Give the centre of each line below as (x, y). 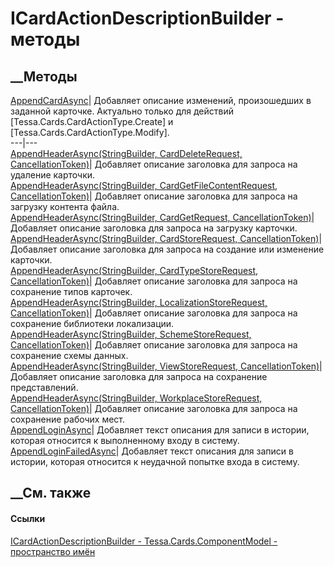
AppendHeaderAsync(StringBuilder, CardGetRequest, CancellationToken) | (162, 217)
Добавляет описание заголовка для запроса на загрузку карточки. (154, 228)
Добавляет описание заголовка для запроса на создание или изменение (167, 249)
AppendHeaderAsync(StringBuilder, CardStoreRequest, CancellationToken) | (166, 238)
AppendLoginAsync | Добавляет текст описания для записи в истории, (160, 430)
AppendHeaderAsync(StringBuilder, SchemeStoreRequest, (131, 334)
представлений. (44, 387)
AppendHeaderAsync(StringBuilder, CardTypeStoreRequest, (134, 270)
